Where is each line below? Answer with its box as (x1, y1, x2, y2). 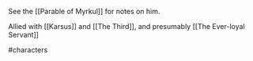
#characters (8, 45, 48, 54)
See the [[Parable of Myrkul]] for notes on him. (8, 7, 160, 16)
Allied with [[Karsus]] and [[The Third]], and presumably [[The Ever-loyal (8, 22, 245, 30)
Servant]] (8, 30, 40, 39)
